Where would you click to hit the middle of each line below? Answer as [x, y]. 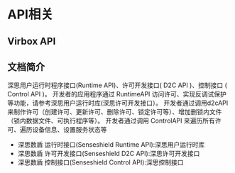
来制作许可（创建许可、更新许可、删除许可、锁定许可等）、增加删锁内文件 [115, 112]
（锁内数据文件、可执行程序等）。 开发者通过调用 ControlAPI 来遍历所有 [111, 121]
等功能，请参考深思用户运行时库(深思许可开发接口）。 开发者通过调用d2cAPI [118, 103]
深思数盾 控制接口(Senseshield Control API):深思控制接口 [100, 162]
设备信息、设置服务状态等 [69, 130]
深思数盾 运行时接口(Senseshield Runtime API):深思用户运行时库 [111, 145]
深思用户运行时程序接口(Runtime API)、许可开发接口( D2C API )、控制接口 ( [117, 85]
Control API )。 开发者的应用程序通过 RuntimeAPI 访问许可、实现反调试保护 [117, 94]
